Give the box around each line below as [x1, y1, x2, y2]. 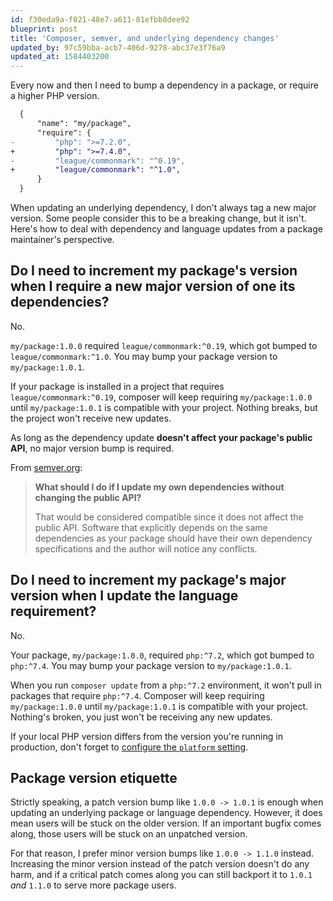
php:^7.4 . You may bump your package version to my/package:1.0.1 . [10, 659, 292, 671]
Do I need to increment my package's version [10, 262, 298, 280]
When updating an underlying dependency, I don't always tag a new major [10, 202, 317, 213]
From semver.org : [10, 461, 83, 473]
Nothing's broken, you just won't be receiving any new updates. [10, 711, 273, 723]
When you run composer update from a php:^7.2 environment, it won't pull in [10, 679, 322, 691]
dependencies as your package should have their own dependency [34, 532, 313, 544]
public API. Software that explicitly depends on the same [34, 521, 268, 533]
